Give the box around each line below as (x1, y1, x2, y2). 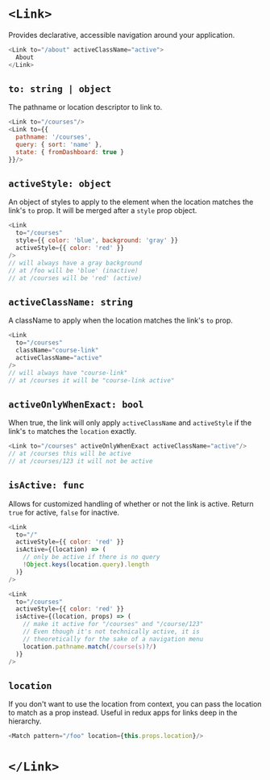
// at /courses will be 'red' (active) (8, 273, 143, 282)
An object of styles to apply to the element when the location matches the (8, 197, 254, 207)
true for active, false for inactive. (8, 507, 119, 517)
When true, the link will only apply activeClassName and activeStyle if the (8, 418, 252, 428)
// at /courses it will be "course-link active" (8, 376, 175, 385)
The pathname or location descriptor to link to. (8, 102, 163, 112)
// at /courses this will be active (8, 450, 131, 458)
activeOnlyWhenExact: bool (8, 398, 144, 410)
